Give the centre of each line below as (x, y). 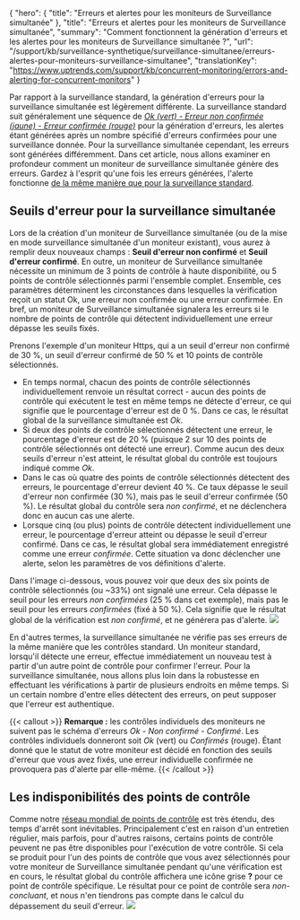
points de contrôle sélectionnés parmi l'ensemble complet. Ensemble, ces (146, 280)
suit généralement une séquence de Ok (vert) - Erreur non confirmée (137, 116)
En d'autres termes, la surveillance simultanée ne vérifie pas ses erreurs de (148, 637)
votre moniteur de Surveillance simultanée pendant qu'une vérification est (146, 866)
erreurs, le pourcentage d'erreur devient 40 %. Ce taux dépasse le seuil (155, 486)
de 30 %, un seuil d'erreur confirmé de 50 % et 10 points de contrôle (136, 355)
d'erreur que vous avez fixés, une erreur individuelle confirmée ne (131, 759)
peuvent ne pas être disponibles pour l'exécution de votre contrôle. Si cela (146, 847)
